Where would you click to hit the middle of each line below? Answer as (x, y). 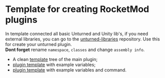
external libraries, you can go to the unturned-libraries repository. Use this (83, 39)
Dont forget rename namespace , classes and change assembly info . (75, 49)
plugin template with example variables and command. (69, 70)
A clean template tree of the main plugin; (55, 59)
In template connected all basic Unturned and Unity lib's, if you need (77, 33)
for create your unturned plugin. (38, 44)
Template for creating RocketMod (77, 9)
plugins (22, 20)
